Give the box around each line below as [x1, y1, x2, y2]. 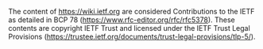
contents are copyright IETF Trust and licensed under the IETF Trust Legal [8, 24, 250, 32]
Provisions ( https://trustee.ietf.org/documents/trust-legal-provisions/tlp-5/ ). [8, 32, 256, 41]
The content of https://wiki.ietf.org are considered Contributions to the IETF [8, 7, 255, 16]
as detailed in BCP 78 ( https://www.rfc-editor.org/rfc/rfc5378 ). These [8, 15, 236, 24]
